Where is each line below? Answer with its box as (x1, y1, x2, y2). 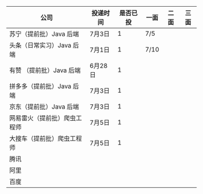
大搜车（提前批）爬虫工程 (9, 135, 83, 142)
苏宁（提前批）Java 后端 (9, 30, 80, 38)
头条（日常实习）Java (9, 41, 71, 49)
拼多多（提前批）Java (9, 82, 71, 90)
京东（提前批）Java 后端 (9, 102, 80, 111)
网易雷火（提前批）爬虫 (9, 114, 77, 122)
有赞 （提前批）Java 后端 (9, 66, 81, 75)
